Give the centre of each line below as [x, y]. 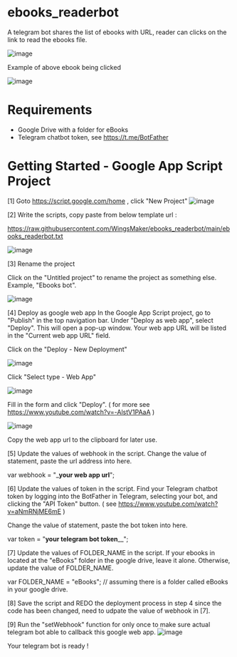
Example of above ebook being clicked [64, 67]
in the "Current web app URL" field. [59, 335]
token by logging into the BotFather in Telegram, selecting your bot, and [113, 496]
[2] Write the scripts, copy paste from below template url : [92, 214]
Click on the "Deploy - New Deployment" [68, 349]
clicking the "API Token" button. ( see [62, 504]
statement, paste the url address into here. [70, 461]
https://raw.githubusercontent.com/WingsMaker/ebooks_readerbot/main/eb [118, 228]
